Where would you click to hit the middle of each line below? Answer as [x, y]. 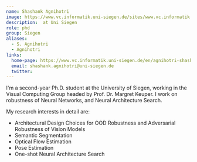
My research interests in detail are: [48, 112]
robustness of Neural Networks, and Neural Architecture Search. [84, 101]
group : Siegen [23, 33]
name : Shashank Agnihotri [38, 11]
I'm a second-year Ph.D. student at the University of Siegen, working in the [97, 88]
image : [14, 17]
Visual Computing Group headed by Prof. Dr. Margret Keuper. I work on [92, 94]
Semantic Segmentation [43, 136]
